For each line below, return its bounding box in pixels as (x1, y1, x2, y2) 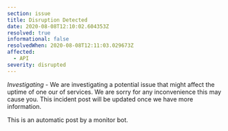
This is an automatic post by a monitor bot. (7, 115, 129, 124)
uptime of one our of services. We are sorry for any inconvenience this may (7, 88, 222, 96)
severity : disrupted (7, 61, 67, 68)
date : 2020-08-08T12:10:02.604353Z (7, 23, 110, 30)
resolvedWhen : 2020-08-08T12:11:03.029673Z (7, 42, 134, 49)
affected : (7, 49, 36, 56)
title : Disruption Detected (7, 17, 88, 23)
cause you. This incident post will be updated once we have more (7, 94, 194, 103)
